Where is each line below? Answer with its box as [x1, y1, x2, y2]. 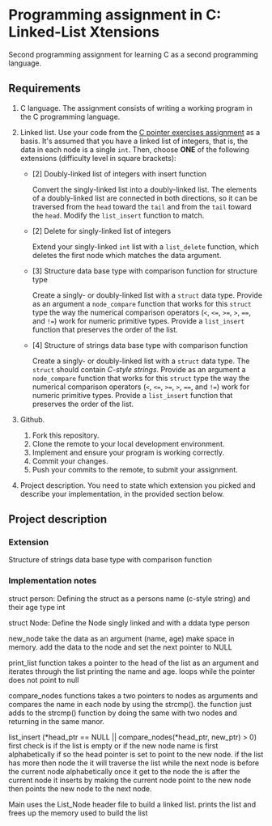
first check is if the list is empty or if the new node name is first [8, 740, 219, 750]
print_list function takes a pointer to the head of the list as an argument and [8, 658, 259, 667]
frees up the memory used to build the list [8, 807, 148, 818]
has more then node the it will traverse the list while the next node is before [8, 758, 260, 768]
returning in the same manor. [8, 716, 105, 726]
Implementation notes [8, 575, 97, 587]
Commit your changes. [32, 455, 108, 466]
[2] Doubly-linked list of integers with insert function [32, 168, 206, 179]
